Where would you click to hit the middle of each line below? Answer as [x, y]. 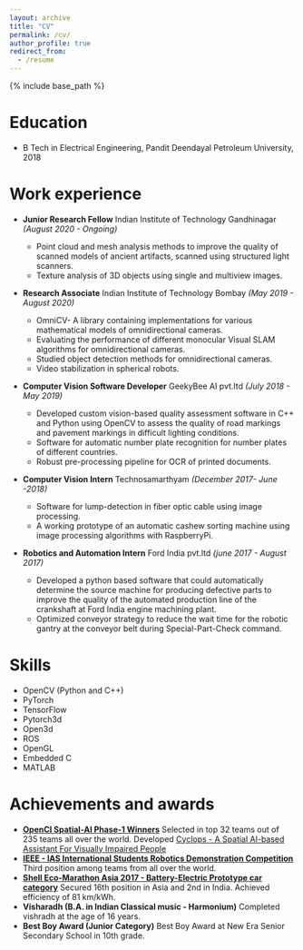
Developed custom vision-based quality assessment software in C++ [165, 413]
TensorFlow [44, 709]
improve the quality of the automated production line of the [146, 599]
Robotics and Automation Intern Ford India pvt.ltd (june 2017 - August [155, 553]
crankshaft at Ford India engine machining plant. [126, 609]
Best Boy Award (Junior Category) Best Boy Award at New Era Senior [154, 925]
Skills [30, 665]
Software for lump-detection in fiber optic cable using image [149, 506]
